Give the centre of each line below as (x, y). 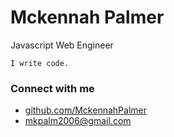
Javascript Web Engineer (62, 45)
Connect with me (52, 88)
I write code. (40, 63)
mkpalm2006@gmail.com (78, 121)
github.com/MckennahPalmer (85, 110)
